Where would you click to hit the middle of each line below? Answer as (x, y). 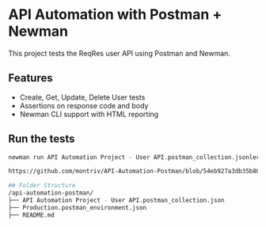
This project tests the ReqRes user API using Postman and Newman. (120, 53)
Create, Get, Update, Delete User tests (82, 97)
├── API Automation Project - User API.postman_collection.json (116, 201)
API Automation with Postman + (115, 15)
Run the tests (42, 139)
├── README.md (32, 215)
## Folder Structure (42, 186)
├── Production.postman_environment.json (78, 207)
